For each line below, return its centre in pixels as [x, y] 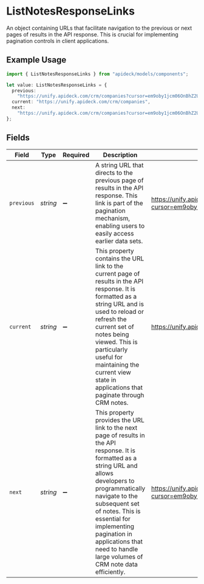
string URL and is [120, 304]
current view [113, 372]
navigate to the [117, 496]
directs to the [114, 172]
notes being [112, 334]
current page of [117, 273]
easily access [114, 233]
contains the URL [120, 258]
